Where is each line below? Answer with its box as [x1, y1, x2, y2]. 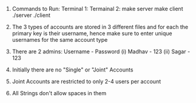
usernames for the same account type [12, 36, 108, 43]
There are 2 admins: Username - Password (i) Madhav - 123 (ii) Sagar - [12, 48, 191, 55]
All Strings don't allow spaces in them [12, 90, 107, 96]
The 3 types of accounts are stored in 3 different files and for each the [12, 24, 189, 30]
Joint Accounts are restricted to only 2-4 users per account [12, 78, 161, 85]
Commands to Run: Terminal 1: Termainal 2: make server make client [12, 5, 183, 12]
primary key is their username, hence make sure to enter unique [12, 30, 173, 37]
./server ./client [12, 12, 50, 19]
